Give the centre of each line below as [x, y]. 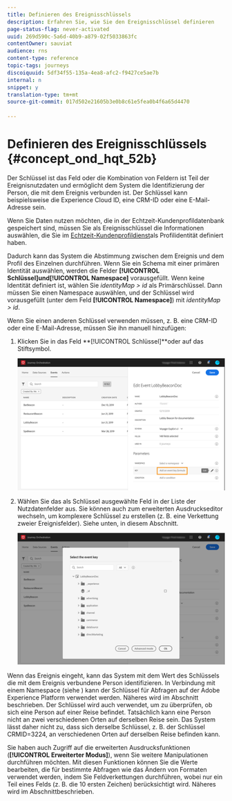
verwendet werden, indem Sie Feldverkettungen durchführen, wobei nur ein [115, 777]
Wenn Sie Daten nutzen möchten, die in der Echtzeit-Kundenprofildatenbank [116, 220]
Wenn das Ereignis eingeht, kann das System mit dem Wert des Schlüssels [113, 675]
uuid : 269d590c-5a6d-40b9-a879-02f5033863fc [72, 37]
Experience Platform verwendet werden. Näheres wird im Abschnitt [103, 698]
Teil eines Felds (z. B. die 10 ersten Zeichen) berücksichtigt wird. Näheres [112, 784]
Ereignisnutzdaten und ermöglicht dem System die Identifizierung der [106, 185]
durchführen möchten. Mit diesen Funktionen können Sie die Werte [103, 762]
